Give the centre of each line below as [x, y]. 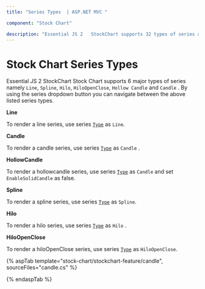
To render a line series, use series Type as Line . [66, 124]
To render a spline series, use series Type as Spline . [71, 202]
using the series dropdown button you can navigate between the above [96, 94]
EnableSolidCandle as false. [41, 178]
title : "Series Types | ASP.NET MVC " [57, 12]
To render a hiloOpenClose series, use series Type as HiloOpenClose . [92, 249]
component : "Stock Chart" [39, 23]
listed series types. [30, 101]
